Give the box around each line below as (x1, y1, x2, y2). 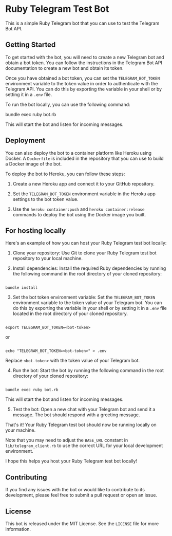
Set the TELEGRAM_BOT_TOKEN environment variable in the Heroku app (12, 191, 156, 197)
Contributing (5, 473, 47, 482)
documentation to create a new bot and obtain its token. (5, 65, 124, 71)
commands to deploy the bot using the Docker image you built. (12, 211, 146, 217)
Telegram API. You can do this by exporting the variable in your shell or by (5, 86, 162, 92)
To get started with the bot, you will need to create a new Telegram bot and (5, 54, 164, 60)
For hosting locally (5, 226, 66, 235)
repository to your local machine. (12, 255, 83, 262)
